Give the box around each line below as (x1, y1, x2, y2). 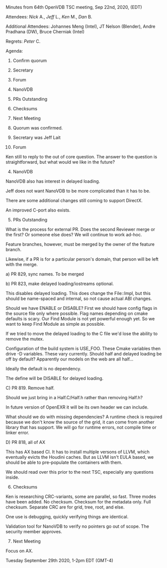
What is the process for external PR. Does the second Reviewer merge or (5, 226, 156, 232)
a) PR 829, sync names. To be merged (5, 271, 84, 277)
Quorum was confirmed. (12, 125, 63, 131)
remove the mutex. (5, 336, 44, 342)
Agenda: (5, 48, 23, 54)
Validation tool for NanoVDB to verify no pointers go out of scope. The (5, 523, 150, 529)
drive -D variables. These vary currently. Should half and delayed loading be (5, 351, 162, 356)
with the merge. (5, 262, 38, 267)
